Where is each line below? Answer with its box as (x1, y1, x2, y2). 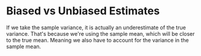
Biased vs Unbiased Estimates (6, 4, 160, 18)
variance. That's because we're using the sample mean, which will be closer (6, 30, 195, 37)
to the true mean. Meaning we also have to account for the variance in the (6, 36, 189, 43)
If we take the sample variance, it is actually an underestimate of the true (6, 24, 186, 31)
